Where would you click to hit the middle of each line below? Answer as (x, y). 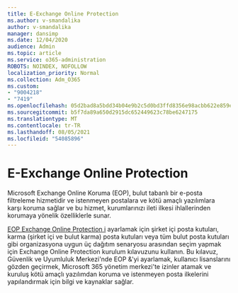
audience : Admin (31, 47)
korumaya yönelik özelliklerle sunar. (59, 215)
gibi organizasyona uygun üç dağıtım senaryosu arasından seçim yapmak (114, 244)
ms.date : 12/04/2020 (38, 40)
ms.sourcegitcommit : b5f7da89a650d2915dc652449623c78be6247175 (103, 112)
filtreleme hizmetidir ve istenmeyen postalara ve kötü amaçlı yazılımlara (111, 201)
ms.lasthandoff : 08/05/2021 (49, 132)
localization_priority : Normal (53, 73)
